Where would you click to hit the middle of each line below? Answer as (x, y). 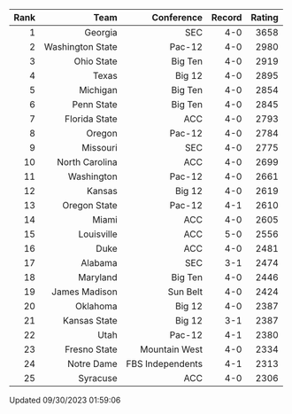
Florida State (91, 119)
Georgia (101, 32)
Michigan (98, 90)
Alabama (99, 263)
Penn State (95, 104)
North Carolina (87, 162)
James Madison (85, 292)
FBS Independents (165, 364)
